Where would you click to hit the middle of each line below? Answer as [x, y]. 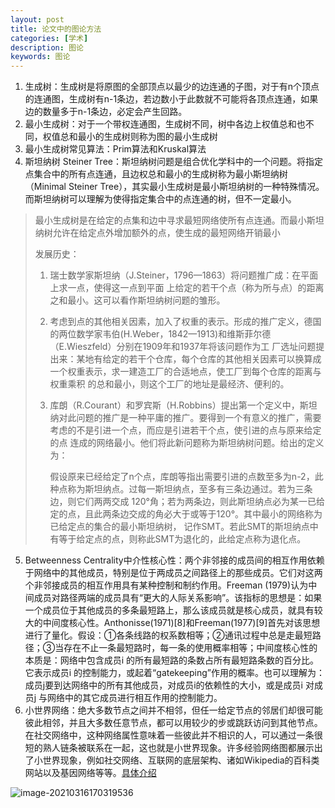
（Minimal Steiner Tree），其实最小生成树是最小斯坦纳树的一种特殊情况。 [174, 187]
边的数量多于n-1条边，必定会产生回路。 [106, 112]
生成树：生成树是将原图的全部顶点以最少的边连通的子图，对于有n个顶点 [172, 87]
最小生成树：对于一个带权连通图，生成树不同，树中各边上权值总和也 [165, 124]
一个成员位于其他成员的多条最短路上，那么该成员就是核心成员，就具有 [169, 610]
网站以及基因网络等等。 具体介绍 [90, 773]
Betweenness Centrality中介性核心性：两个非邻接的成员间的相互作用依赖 [174, 560]
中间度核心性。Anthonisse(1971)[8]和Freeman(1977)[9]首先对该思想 [181, 623]
